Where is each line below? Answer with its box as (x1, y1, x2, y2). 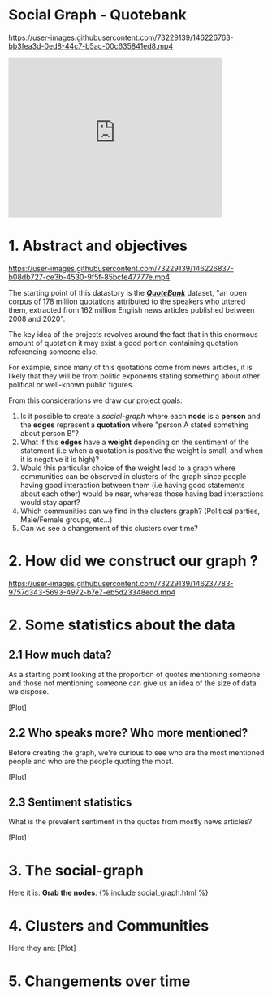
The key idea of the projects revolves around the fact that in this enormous (8, 329, 258, 339)
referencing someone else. (8, 347, 98, 356)
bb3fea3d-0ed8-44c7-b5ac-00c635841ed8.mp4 (8, 41, 174, 50)
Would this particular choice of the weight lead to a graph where (19, 463, 235, 473)
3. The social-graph (8, 861, 144, 879)
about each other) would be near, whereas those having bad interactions (19, 489, 264, 499)
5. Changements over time (8, 972, 191, 990)
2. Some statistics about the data (8, 616, 235, 634)
